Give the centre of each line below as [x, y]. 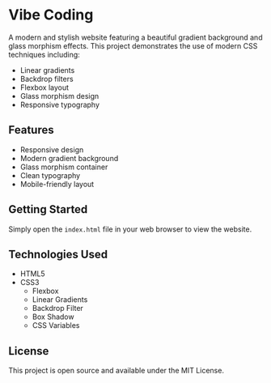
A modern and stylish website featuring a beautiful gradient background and [135, 37]
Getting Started [48, 209]
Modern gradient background [69, 158]
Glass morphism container [64, 167]
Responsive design [52, 149]
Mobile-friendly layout [57, 184]
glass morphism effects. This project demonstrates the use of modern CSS [133, 45]
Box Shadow [53, 317]
